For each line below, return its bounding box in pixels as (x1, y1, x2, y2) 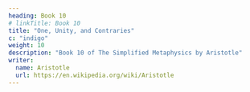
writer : (8, 57, 35, 65)
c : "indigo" (8, 34, 48, 42)
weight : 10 (8, 42, 45, 50)
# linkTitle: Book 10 (8, 19, 81, 27)
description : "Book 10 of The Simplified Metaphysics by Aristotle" (8, 49, 243, 57)
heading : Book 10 (8, 11, 67, 20)
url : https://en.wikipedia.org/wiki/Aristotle (15, 71, 174, 79)
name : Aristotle (15, 64, 70, 72)
